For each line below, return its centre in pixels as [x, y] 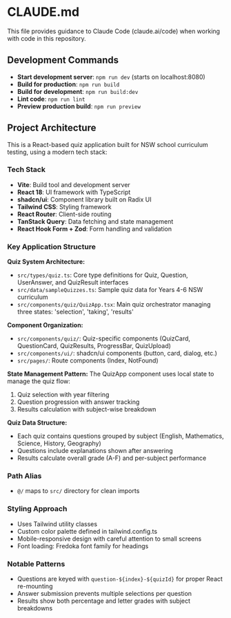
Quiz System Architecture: [46, 262]
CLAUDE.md [43, 12]
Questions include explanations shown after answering [95, 451]
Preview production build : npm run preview [79, 106]
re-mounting [35, 586]
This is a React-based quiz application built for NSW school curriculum [108, 144]
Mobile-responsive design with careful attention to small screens [109, 539]
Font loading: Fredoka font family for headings [83, 545]
